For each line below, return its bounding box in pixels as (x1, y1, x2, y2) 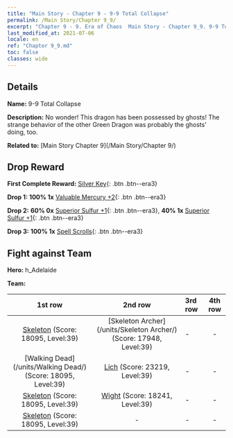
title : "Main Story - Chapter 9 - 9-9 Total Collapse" (7, 10, 169, 17)
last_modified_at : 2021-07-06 (7, 29, 95, 37)
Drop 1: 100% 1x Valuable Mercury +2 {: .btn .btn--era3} (7, 193, 166, 201)
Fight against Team (7, 247, 92, 259)
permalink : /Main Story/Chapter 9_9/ (7, 17, 116, 24)
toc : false (7, 49, 39, 56)
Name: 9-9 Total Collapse (7, 99, 81, 108)
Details (7, 81, 38, 93)
